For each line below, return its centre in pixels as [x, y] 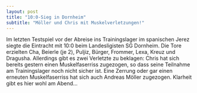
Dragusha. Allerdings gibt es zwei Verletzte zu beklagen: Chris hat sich [93, 58]
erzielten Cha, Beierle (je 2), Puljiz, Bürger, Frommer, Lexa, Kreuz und [91, 52]
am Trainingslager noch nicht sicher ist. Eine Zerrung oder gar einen [90, 71]
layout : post [22, 12]
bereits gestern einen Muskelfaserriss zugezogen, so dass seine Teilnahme [98, 65]
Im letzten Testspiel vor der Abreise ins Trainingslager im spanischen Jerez [98, 40]
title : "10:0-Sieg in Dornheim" [46, 17]
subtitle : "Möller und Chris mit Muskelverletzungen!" [75, 23]
